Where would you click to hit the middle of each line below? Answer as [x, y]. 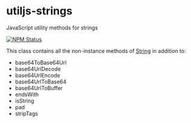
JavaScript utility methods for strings [52, 28]
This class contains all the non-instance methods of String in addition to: [96, 51]
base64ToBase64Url [41, 62]
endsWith [27, 94]
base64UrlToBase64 [41, 82]
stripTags [26, 113]
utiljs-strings [39, 11]
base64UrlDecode [38, 69]
